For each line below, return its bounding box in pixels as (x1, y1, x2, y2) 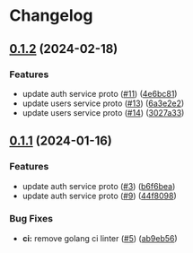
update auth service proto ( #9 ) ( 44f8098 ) (22, 190, 177, 201)
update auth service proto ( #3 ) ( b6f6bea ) (22, 180, 176, 191)
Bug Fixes (9, 213, 54, 225)
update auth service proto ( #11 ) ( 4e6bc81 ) (22, 88, 178, 99)
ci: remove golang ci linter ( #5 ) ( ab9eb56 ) (22, 232, 178, 243)
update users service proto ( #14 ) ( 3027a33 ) (22, 107, 185, 118)
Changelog (9, 5, 93, 26)
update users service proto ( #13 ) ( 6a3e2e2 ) (22, 98, 185, 109)
